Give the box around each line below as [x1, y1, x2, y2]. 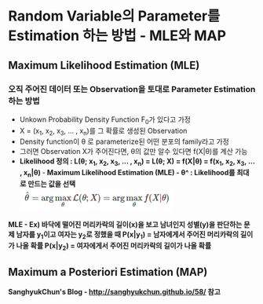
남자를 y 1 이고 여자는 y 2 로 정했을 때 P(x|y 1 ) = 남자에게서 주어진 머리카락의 [16, 229, 239, 240]
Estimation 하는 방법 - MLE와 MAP [8, 27, 226, 45]
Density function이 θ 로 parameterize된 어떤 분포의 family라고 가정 [19, 137, 229, 146]
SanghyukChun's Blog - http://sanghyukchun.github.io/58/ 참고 [8, 288, 221, 297]
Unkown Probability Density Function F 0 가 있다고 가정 [19, 115, 191, 126]
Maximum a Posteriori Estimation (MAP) [8, 266, 208, 279]
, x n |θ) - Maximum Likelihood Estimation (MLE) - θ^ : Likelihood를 [19, 168, 236, 179]
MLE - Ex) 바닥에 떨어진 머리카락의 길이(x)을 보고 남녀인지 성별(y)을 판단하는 [8, 220, 243, 229]
